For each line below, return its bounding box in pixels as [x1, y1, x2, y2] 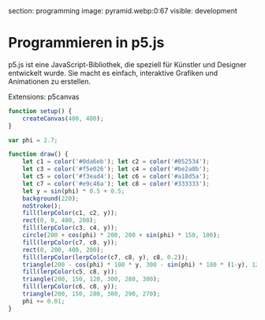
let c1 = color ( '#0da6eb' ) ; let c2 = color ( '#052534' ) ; [22, 158, 211, 166]
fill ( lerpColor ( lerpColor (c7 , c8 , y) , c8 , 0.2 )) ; [22, 253, 189, 262]
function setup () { [8, 107, 73, 115]
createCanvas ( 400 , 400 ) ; [22, 115, 104, 122]
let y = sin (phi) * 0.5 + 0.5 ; [22, 187, 125, 195]
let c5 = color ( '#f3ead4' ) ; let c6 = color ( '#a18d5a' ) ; [22, 172, 211, 181]
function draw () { [8, 150, 69, 159]
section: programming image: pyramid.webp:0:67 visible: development [8, 6, 238, 15]
